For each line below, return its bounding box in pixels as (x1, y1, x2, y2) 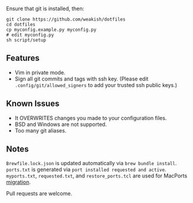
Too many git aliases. (14, 127, 67, 134)
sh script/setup (6, 37, 46, 43)
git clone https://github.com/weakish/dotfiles (6, 17, 126, 22)
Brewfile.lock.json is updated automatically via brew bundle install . (6, 160, 177, 167)
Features (6, 53, 40, 63)
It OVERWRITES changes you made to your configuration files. (14, 114, 167, 121)
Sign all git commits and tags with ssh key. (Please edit (14, 75, 149, 82)
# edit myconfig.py (6, 32, 54, 38)
